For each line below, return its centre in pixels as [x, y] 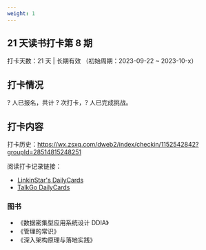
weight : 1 [21, 13]
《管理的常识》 [38, 231]
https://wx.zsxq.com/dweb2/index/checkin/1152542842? [118, 145]
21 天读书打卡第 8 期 [50, 43]
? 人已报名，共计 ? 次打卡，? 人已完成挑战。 [70, 103]
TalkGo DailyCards [43, 187]
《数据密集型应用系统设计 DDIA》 [63, 223]
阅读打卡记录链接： [34, 167]
